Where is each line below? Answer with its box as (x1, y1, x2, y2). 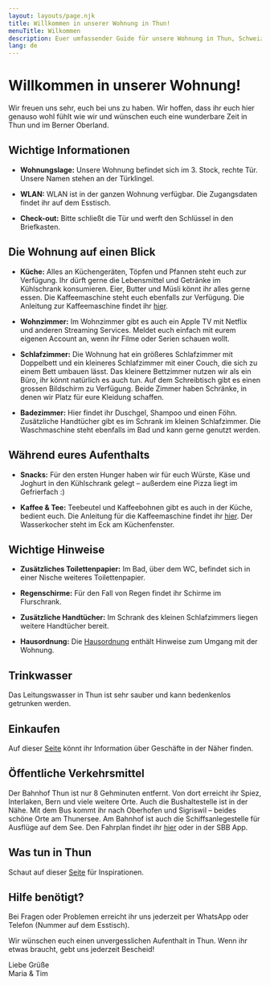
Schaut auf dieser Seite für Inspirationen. (8, 867, 145, 877)
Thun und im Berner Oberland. (8, 120, 109, 130)
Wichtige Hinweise (8, 542, 105, 556)
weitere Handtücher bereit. (19, 621, 110, 631)
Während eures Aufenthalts (8, 448, 150, 462)
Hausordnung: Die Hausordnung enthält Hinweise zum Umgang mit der (19, 637, 259, 646)
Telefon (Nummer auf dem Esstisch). (8, 921, 130, 930)
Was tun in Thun (8, 846, 92, 859)
